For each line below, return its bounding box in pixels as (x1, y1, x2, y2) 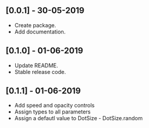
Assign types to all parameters (14, 108, 91, 115)
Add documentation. (14, 28, 66, 35)
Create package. (14, 21, 56, 29)
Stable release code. (14, 68, 66, 75)
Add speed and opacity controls (14, 102, 95, 109)
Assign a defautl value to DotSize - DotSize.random (14, 115, 143, 122)
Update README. (14, 61, 59, 69)
